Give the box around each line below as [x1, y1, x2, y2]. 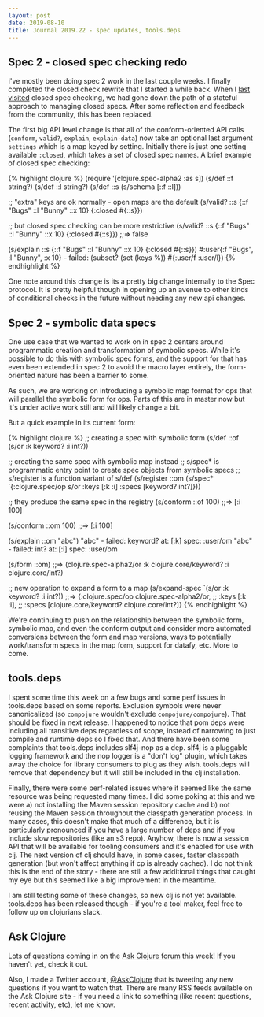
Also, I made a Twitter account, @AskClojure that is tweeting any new [8, 974, 233, 984]
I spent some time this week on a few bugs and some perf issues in [8, 692, 226, 702]
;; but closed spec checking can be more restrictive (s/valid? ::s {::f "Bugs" [8, 221, 250, 231]
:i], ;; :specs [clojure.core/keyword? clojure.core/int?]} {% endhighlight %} [8, 600, 247, 609]
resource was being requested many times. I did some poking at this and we [8, 791, 255, 800]
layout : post [8, 11, 51, 20]
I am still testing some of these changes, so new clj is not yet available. [8, 890, 237, 900]
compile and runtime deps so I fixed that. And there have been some [8, 734, 230, 744]
